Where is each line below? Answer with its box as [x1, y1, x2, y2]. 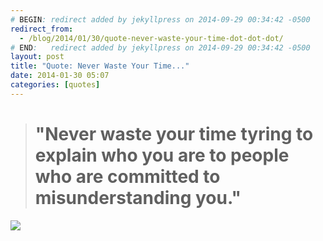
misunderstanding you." [34, 186, 242, 209]
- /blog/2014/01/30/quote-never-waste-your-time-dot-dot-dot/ [19, 33, 284, 43]
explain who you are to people [34, 144, 290, 166]
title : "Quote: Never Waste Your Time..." [10, 61, 190, 71]
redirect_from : [10, 24, 74, 34]
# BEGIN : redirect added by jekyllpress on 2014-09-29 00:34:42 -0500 [10, 14, 311, 25]
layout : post [10, 52, 65, 62]
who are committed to [34, 165, 221, 188]
